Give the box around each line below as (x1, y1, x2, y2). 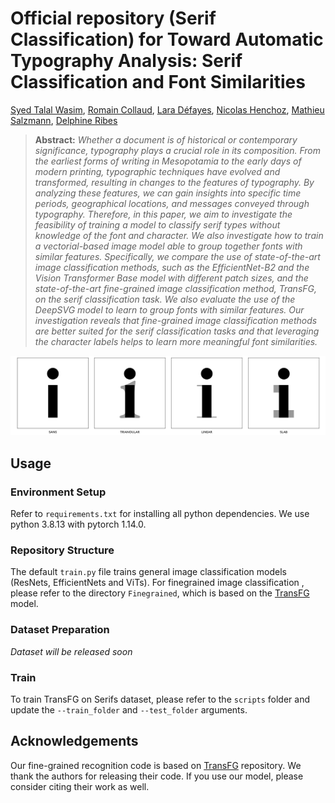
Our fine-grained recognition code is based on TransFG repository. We (10, 759, 302, 771)
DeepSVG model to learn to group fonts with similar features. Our (34, 303, 305, 316)
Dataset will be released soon (10, 645, 133, 657)
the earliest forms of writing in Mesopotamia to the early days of (34, 155, 302, 167)
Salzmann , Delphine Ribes (10, 114, 118, 126)
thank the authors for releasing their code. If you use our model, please (10, 770, 304, 782)
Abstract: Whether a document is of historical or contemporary (34, 133, 298, 146)
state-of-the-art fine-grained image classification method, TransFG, (34, 282, 318, 294)
